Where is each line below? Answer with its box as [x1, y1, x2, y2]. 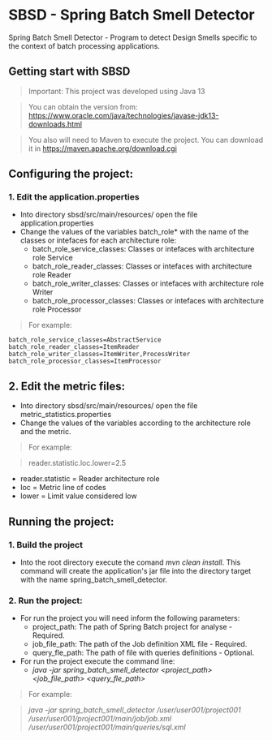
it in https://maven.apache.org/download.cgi [28, 144, 177, 153]
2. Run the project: [8, 595, 83, 606]
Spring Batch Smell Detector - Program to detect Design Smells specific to [8, 32, 257, 42]
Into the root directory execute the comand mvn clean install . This [19, 557, 241, 567]
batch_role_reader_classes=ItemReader [8, 343, 140, 351]
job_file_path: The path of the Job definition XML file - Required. [32, 639, 248, 649]
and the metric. [19, 427, 71, 437]
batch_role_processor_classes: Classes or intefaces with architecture [32, 296, 264, 306]
